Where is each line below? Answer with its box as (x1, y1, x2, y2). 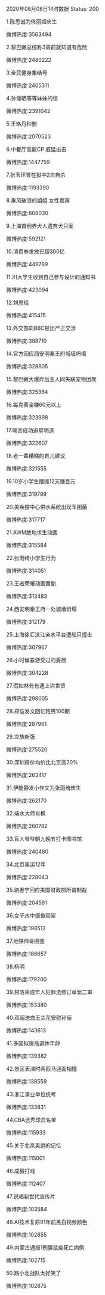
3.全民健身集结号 (6, 69, 48, 76)
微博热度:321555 (6, 465, 47, 472)
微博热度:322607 (6, 439, 48, 446)
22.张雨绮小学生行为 (6, 555, 57, 561)
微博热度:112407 (6, 1180, 46, 1187)
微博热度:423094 (6, 286, 49, 293)
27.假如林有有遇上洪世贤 (6, 682, 66, 689)
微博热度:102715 (6, 1257, 46, 1264)
